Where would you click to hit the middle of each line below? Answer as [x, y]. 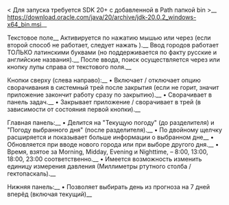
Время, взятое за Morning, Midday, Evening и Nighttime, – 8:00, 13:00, [108, 152]
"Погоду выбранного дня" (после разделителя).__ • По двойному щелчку [115, 130]
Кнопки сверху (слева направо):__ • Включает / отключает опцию [104, 80]
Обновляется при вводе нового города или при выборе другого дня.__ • [113, 144]
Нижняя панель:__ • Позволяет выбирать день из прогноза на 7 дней [109, 187]
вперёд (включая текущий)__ [50, 194]
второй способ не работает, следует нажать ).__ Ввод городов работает [113, 45]
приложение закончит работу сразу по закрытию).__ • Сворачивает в [110, 95]
